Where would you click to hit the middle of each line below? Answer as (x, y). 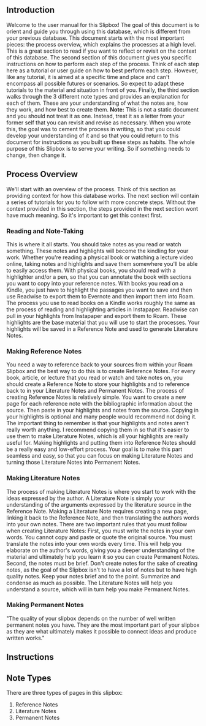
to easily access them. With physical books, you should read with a (91, 270)
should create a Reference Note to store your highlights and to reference (98, 384)
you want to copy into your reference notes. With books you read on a (95, 283)
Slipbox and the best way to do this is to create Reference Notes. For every (101, 371)
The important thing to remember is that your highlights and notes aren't (97, 423)
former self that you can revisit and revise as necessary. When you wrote (99, 123)
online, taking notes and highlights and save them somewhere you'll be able (102, 263)
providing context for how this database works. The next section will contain (103, 195)
